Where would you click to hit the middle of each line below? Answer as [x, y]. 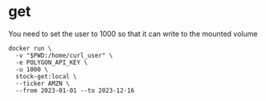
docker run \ [30, 48]
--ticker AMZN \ [43, 83]
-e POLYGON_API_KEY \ [52, 63]
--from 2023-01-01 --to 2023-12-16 [75, 91]
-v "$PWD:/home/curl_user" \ [64, 55]
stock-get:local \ [47, 76]
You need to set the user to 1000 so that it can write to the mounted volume [133, 34]
